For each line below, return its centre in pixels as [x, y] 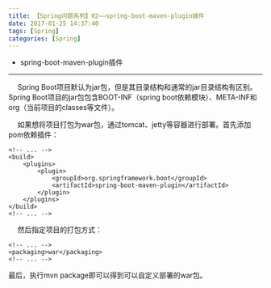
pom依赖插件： [33, 135]
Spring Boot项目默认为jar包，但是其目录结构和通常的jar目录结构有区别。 [137, 87]
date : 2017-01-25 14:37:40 [54, 23]
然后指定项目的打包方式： [60, 230]
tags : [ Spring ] [34, 31]
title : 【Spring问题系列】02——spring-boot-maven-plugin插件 [106, 16]
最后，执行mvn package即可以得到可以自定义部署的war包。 [108, 275]
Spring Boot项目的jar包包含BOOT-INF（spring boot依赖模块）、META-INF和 [133, 97]
